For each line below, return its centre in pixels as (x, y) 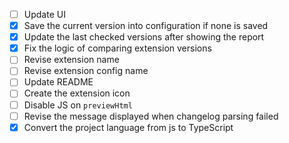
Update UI (44, 14)
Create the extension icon (77, 93)
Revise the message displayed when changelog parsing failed (151, 116)
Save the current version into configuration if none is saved (146, 26)
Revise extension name (71, 60)
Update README (58, 82)
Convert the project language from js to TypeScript (128, 127)
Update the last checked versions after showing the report (144, 37)
